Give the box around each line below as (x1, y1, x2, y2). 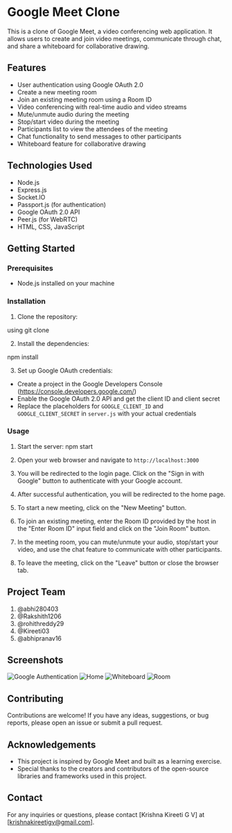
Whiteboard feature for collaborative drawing (17, 140, 146, 148)
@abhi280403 (17, 604, 59, 613)
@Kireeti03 (17, 627, 50, 635)
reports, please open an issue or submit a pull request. (7, 718, 163, 727)
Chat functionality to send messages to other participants (17, 132, 182, 140)
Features (7, 62, 46, 74)
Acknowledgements (7, 739, 96, 750)
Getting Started (7, 242, 75, 254)
